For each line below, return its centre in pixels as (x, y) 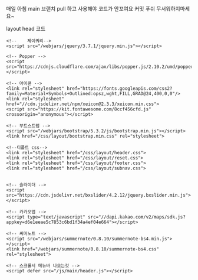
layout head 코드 (26, 29)
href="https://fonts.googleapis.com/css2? (120, 89)
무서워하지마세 (173, 9)
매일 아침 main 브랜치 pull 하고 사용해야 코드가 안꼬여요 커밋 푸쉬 (80, 9)
